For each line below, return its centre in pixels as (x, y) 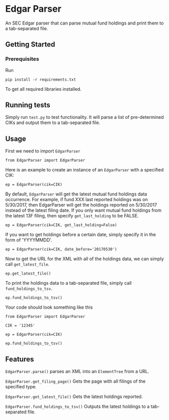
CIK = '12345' (20, 326)
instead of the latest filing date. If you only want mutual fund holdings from (83, 210)
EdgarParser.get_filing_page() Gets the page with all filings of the (76, 381)
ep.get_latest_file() (28, 274)
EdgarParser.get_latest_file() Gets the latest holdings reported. (74, 397)
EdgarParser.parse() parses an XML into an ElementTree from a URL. (77, 372)
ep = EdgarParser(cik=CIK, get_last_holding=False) (61, 225)
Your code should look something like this (49, 307)
